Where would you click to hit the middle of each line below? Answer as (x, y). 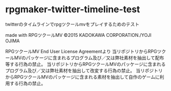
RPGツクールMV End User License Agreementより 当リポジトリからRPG (81, 51)
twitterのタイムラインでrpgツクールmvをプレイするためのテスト (72, 24)
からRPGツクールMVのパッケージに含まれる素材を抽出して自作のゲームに (82, 77)
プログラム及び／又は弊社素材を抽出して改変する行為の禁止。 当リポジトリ (84, 71)
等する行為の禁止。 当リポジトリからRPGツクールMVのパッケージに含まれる (86, 64)
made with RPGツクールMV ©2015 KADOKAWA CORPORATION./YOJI (78, 35)
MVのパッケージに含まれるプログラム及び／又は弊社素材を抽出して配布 (89, 58)
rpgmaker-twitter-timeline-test (73, 9)
